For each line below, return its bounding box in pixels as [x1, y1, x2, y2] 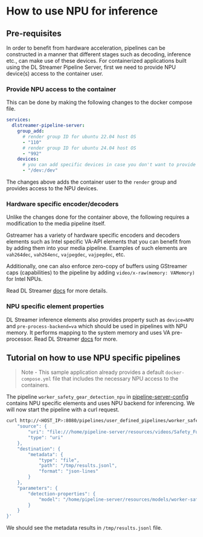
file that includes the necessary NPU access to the [52, 375, 179, 382]
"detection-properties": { [28, 490, 96, 497]
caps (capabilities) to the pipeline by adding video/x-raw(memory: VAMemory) [6, 269, 195, 276]
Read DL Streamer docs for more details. [6, 287, 108, 294]
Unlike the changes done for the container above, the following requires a [6, 213, 190, 221]
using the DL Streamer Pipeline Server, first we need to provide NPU [6, 63, 176, 71]
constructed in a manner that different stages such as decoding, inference [6, 51, 192, 58]
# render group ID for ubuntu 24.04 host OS [22, 145, 137, 151]
